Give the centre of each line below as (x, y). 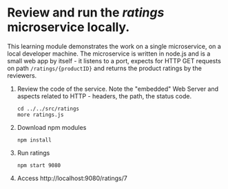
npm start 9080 (39, 165)
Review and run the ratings (86, 13)
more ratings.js (40, 115)
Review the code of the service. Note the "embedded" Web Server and (118, 89)
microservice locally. (69, 27)
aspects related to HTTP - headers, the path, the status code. (104, 96)
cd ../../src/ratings (48, 109)
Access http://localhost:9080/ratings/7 (72, 178)
